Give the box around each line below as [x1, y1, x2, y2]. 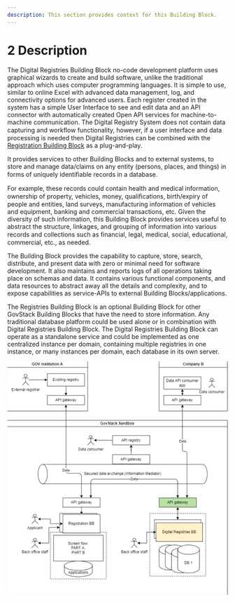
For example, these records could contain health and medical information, [7, 184, 220, 192]
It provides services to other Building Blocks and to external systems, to [7, 154, 215, 163]
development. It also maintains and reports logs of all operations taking [7, 267, 212, 275]
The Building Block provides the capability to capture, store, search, [7, 251, 203, 260]
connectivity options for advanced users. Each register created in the [7, 95, 207, 104]
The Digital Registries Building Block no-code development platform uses [7, 65, 218, 74]
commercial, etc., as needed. [7, 238, 91, 246]
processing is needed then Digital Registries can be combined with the [7, 133, 211, 142]
